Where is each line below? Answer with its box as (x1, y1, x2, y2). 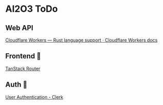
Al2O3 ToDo (5, 3, 58, 15)
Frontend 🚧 (5, 52, 41, 60)
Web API (5, 24, 33, 32)
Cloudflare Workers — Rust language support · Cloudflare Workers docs (5, 37, 158, 43)
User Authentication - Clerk (5, 94, 64, 100)
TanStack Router (5, 65, 40, 72)
